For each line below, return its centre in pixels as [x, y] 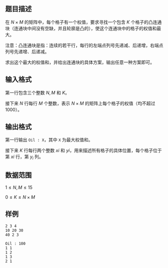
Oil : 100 [16, 243]
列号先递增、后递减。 [27, 51]
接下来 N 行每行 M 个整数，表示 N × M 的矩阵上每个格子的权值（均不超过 [80, 103]
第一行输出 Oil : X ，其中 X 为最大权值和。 [49, 140]
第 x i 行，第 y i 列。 [24, 157]
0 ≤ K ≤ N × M [20, 197]
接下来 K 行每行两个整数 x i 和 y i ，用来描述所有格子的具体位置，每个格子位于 [83, 151]
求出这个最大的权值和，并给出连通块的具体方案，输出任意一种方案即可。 [80, 62]
